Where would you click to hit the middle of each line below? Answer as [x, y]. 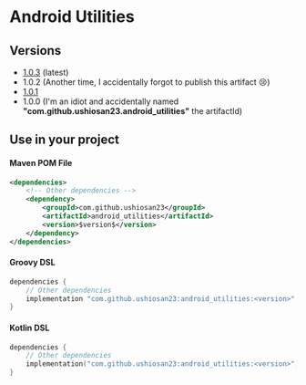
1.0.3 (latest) [46, 72]
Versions [36, 51]
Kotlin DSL [30, 328]
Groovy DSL [33, 263]
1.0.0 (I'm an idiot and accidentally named [101, 101]
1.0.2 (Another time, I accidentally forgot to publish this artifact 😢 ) [146, 82]
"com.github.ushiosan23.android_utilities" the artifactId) [133, 111]
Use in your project [65, 140]
